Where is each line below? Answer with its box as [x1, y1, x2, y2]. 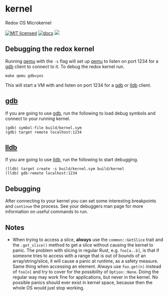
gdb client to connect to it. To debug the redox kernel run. [5, 64, 124, 70]
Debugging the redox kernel [5, 45, 94, 53]
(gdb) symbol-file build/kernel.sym [5, 125, 82, 130]
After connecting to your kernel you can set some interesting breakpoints [5, 198, 156, 204]
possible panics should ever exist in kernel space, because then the [12, 279, 153, 285]
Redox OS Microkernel [5, 20, 52, 26]
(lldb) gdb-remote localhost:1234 [5, 171, 78, 176]
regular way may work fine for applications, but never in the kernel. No [12, 274, 158, 280]
